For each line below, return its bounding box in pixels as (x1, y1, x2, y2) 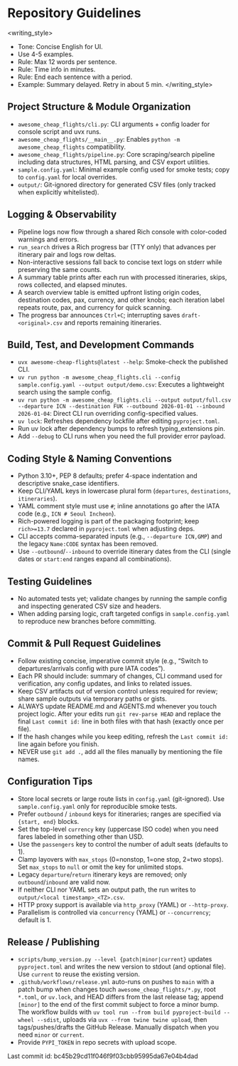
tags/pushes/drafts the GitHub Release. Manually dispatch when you (17, 1023, 219, 1032)
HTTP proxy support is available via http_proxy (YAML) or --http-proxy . (17, 900, 229, 909)
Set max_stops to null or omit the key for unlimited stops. (17, 862, 184, 871)
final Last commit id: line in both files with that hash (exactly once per (17, 717, 224, 726)
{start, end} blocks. (17, 817, 80, 825)
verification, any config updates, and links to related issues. (17, 679, 193, 688)
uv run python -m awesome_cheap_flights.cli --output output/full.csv (17, 397, 232, 404)
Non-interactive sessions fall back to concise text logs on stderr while (17, 258, 222, 266)
